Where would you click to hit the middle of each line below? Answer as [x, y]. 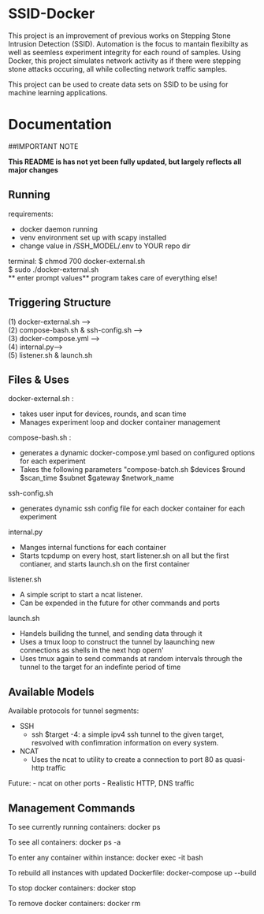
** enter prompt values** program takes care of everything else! [113, 277]
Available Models [51, 691]
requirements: [31, 214]
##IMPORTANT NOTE [43, 146]
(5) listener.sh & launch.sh [50, 355]
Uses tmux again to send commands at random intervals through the [131, 659]
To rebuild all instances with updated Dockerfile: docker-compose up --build [132, 872]
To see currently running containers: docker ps [84, 827]
